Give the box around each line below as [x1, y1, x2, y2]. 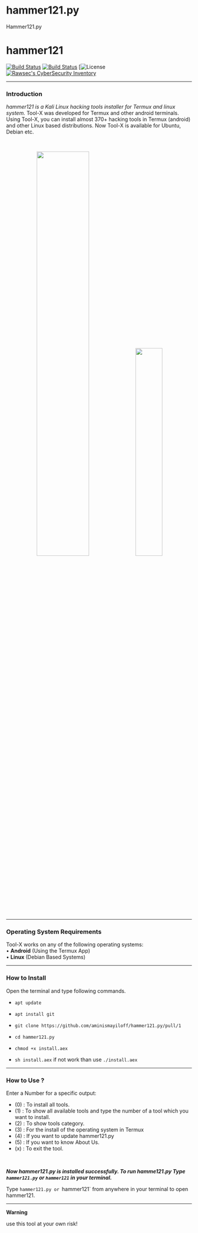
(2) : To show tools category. [14, 1120, 85, 1127]
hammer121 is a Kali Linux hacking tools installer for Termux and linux [6, 103, 176, 110]
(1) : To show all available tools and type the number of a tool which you [14, 1107, 189, 1114]
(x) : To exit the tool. [14, 1145, 64, 1152]
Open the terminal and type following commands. [6, 987, 126, 995]
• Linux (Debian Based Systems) [6, 954, 86, 961]
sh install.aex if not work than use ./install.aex [14, 1056, 138, 1063]
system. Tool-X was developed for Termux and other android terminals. [6, 110, 179, 117]
